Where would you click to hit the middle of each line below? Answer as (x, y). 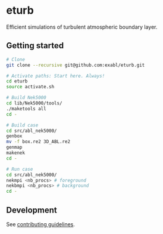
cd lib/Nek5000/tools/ (34, 103)
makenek (16, 153)
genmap (14, 147)
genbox (14, 136)
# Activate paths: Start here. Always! (56, 76)
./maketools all (26, 109)
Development (32, 210)
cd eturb (17, 81)
